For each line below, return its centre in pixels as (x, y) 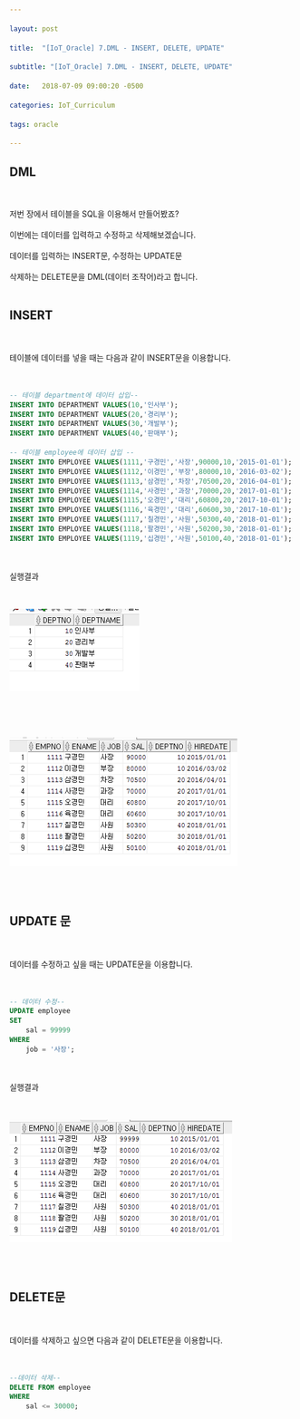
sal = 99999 (48, 1030)
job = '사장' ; (50, 1049)
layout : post (34, 29)
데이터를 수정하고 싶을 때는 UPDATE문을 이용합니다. (101, 964)
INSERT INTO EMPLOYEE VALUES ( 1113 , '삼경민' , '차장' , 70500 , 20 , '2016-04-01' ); (151, 481)
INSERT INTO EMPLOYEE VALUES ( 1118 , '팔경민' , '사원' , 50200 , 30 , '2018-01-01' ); (151, 529)
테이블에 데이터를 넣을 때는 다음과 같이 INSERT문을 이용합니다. (120, 357)
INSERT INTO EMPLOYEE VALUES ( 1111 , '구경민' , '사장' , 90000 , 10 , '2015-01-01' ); (151, 462)
